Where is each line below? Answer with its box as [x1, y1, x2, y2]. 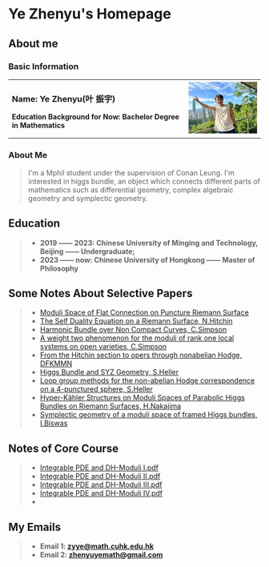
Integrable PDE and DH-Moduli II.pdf [39, 472, 161, 481]
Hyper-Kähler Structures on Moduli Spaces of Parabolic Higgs [39, 393, 246, 403]
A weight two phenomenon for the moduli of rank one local [39, 333, 235, 343]
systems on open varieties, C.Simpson [39, 342, 167, 352]
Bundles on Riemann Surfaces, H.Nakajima [39, 401, 182, 411]
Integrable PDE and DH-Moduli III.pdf [39, 480, 163, 489]
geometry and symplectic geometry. [27, 193, 148, 203]
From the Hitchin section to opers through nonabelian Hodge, [39, 350, 243, 360]
